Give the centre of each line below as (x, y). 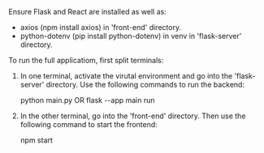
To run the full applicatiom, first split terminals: (86, 60)
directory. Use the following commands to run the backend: (145, 85)
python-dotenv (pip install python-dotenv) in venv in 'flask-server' (131, 36)
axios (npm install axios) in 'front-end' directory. (100, 27)
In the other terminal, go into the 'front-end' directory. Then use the (133, 116)
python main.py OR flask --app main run (88, 100)
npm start (36, 140)
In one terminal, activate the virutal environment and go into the (126, 76)
